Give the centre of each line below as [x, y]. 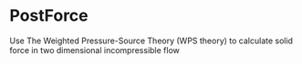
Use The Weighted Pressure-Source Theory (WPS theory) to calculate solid [151, 41]
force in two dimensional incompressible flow [95, 50]
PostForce [49, 16]
